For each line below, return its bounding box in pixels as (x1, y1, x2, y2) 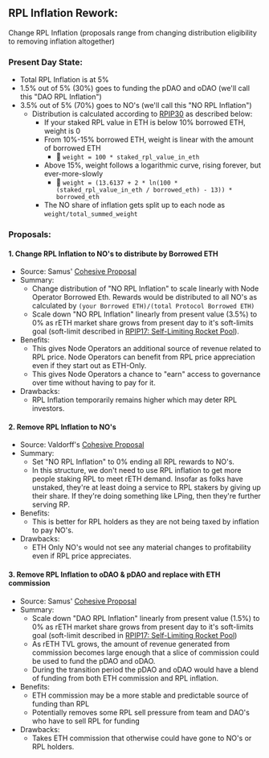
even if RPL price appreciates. (31, 551, 132, 561)
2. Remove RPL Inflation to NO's (8, 422, 116, 432)
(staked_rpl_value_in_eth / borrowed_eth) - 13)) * (55, 186, 233, 194)
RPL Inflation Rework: (8, 6, 119, 20)
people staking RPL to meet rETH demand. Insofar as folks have (31, 474, 243, 484)
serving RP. (31, 499, 71, 510)
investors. (31, 404, 65, 413)
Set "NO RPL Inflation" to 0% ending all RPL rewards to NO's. (31, 457, 235, 466)
